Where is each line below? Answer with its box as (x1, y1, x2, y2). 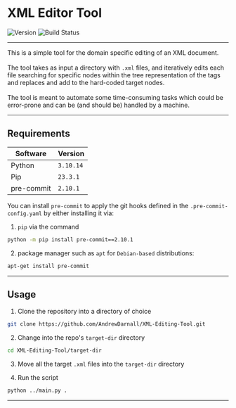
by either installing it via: (43, 209, 114, 217)
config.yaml (7, 210, 42, 217)
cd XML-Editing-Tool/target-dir (7, 347, 102, 355)
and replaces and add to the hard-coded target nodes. (7, 78, 165, 87)
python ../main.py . (7, 387, 68, 395)
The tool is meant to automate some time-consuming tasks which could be (7, 93, 223, 101)
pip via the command (17, 222, 79, 231)
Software (15, 148, 47, 158)
